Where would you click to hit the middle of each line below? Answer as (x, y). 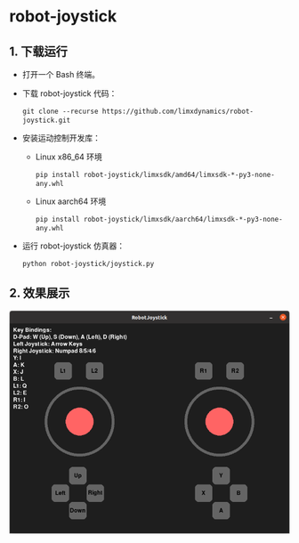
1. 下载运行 (39, 51)
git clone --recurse (60, 111)
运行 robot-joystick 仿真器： (73, 246)
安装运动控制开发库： (61, 138)
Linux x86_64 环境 (69, 157)
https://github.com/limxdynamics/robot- (178, 111)
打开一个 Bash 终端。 (61, 74)
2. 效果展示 (40, 293)
